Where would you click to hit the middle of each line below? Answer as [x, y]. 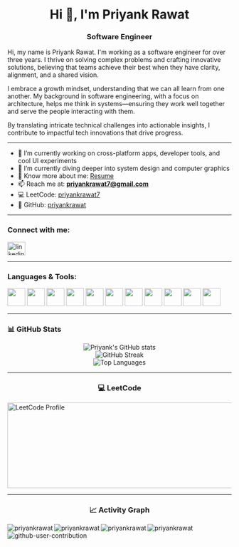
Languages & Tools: [42, 276]
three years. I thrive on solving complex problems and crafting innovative [114, 60]
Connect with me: [39, 230]
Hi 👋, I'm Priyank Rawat [119, 15]
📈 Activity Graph [119, 510]
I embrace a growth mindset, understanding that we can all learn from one [116, 89]
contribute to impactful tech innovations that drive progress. [95, 133]
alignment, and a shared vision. [53, 75]
